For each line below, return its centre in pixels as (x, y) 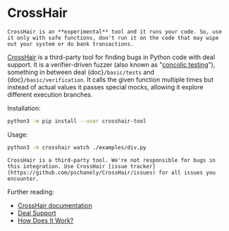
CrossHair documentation (55, 205)
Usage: (18, 135)
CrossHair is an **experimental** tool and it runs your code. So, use (114, 32)
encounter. (23, 179)
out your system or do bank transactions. (70, 44)
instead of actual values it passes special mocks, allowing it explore (105, 87)
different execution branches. (50, 94)
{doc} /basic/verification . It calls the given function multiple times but (110, 80)
